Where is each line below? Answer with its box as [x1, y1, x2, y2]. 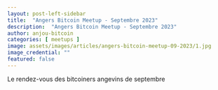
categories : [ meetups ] [7, 36, 80, 43]
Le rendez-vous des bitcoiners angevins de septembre [7, 75, 165, 83]
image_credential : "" [7, 50, 71, 57]
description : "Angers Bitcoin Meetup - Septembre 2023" [7, 23, 177, 30]
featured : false [7, 56, 55, 63]
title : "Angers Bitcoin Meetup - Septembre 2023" [7, 17, 158, 24]
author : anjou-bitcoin [7, 29, 74, 37]
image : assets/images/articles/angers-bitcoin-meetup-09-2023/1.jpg [7, 43, 212, 50]
